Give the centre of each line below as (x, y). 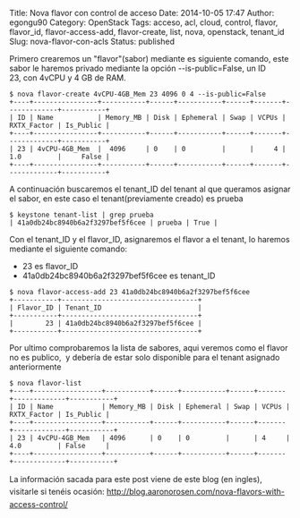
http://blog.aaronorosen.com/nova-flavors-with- (195, 492)
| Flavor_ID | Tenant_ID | (106, 308)
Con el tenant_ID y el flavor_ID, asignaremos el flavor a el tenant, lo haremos (150, 239)
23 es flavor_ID (50, 266)
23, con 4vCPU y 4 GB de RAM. (68, 78)
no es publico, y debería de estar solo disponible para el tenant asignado (145, 357)
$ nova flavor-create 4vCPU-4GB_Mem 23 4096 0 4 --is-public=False (138, 94)
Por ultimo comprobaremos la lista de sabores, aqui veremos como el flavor (149, 348)
